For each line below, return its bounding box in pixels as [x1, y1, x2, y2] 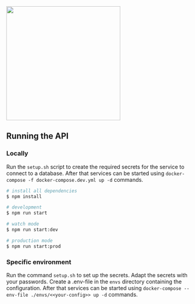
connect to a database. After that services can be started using [6, 170, 165, 177]
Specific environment [6, 258, 72, 266]
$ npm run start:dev [6, 227, 59, 233]
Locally [6, 149, 29, 157]
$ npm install [6, 193, 43, 199]
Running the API [6, 131, 69, 142]
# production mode [6, 237, 53, 244]
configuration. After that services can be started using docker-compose [6, 284, 182, 291]
